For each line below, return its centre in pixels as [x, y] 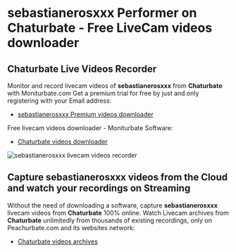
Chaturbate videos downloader [62, 141]
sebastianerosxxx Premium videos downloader [85, 114]
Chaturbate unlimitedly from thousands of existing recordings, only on [110, 220]
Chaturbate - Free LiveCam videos [110, 28]
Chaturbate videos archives [58, 241]
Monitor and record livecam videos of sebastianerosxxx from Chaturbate [115, 86]
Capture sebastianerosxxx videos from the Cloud [118, 177]
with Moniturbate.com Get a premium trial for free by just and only [103, 93]
